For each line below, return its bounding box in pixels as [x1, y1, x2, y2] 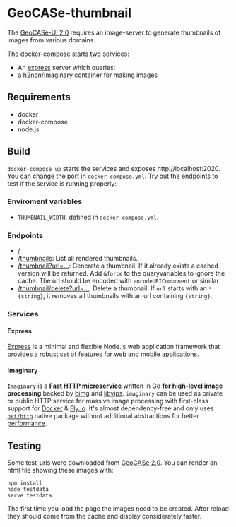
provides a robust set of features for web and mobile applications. [7, 350, 199, 358]
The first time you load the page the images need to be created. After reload [7, 504, 230, 513]
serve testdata [7, 492, 52, 499]
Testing [7, 439, 42, 451]
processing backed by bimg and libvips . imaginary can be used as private [7, 389, 223, 398]
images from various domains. [7, 35, 96, 44]
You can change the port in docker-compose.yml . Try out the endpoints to [7, 172, 218, 180]
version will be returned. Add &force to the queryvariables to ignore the [17, 269, 225, 278]
